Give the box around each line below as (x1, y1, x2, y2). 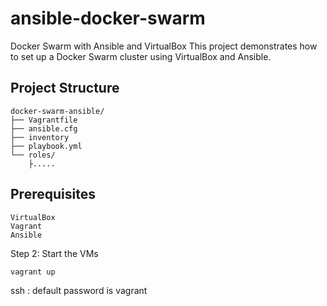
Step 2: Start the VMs (10, 247, 99, 259)
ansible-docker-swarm (10, 7, 206, 30)
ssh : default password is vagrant (10, 284, 148, 296)
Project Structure (10, 80, 120, 97)
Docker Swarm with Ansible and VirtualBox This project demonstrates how (10, 40, 318, 52)
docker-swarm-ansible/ (10, 106, 105, 116)
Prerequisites (10, 186, 96, 203)
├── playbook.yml (10, 141, 83, 151)
